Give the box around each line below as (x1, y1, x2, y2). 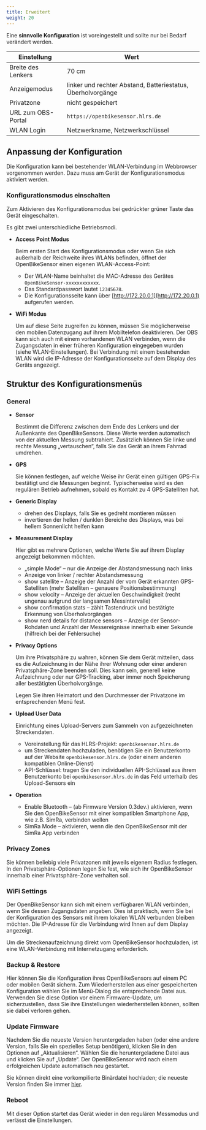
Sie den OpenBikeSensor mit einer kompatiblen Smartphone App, (24, 810, 190, 817)
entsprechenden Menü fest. (15, 698, 86, 706)
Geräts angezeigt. (15, 361, 61, 368)
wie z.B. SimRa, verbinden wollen (24, 816, 109, 823)
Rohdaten (24, 624, 49, 631)
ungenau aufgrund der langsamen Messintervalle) (24, 597, 151, 605)
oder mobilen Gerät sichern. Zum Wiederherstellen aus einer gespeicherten (6, 981, 197, 988)
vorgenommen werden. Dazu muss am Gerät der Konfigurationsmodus (6, 169, 185, 177)
